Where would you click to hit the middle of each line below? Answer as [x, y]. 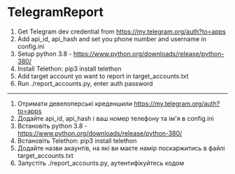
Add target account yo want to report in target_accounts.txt [103, 76]
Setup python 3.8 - [44, 54]
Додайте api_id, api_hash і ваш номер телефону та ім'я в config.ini [116, 118]
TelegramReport [55, 12]
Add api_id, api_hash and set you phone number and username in [112, 38]
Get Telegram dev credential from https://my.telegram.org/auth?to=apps [121, 31]
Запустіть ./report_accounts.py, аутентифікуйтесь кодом [100, 163]
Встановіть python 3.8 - [52, 126]
